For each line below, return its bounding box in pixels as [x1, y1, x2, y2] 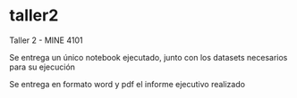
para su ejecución [9, 61, 76, 72]
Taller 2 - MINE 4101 [9, 35, 83, 45]
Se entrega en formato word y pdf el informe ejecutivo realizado [9, 78, 246, 89]
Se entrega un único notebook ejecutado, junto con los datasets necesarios [9, 52, 288, 62]
